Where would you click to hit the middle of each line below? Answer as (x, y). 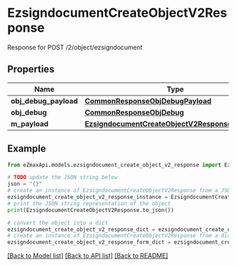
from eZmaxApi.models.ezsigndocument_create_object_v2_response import (114, 165)
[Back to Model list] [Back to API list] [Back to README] (88, 256)
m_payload (30, 124)
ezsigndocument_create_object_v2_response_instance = (88, 197)
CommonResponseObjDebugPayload (148, 101)
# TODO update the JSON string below (63, 178)
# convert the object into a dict (58, 222)
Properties (31, 69)
